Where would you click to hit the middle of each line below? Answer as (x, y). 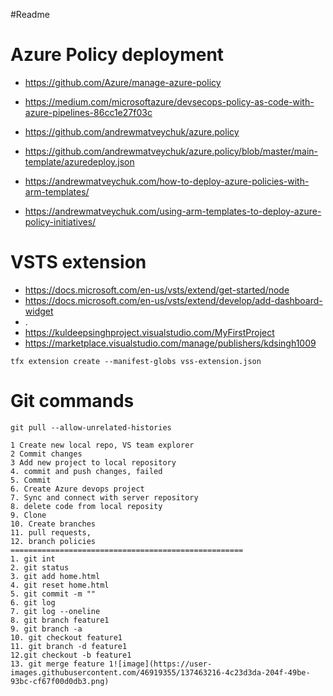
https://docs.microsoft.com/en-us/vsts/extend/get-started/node (157, 290)
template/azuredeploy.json (79, 161)
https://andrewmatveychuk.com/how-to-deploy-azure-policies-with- (167, 181)
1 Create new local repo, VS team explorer (102, 445)
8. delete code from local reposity (86, 506)
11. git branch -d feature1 (69, 646)
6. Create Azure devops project (77, 489)
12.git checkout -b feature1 (71, 655)
